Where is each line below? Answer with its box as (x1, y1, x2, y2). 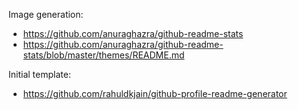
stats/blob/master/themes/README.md (22, 49, 185, 61)
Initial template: (8, 69, 71, 80)
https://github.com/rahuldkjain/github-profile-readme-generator (22, 88, 288, 99)
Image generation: (8, 9, 84, 20)
